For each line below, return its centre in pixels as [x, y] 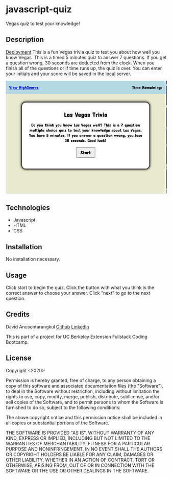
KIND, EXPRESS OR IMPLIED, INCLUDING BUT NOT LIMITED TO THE [78, 438]
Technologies [28, 208]
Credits [18, 314]
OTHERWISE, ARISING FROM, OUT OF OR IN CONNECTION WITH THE [80, 465]
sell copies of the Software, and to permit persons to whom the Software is [85, 402]
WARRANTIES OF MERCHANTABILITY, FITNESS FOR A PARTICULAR [78, 443]
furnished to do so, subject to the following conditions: [63, 408]
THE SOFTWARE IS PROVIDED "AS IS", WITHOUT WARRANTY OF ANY [80, 433]
